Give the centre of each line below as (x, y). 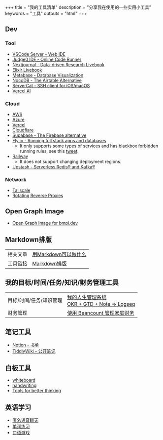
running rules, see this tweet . (49, 151)
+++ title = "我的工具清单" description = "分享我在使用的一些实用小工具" (78, 7)
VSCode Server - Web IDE (39, 54)
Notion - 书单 (26, 345)
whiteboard (24, 380)
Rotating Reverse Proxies (38, 196)
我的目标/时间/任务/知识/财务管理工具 (62, 283)
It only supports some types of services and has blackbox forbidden (89, 146)
